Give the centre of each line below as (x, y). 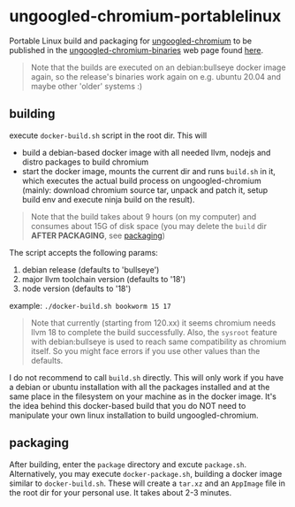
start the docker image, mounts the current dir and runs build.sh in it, (149, 171)
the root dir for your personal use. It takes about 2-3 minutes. (121, 492)
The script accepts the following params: (84, 252)
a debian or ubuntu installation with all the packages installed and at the (140, 387)
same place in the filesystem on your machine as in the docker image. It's (143, 396)
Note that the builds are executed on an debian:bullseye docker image (158, 67)
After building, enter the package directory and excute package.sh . (128, 464)
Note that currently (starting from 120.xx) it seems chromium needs (153, 323)
